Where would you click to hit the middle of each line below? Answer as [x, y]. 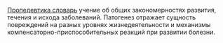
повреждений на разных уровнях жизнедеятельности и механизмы [109, 25]
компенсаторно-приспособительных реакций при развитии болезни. [111, 32]
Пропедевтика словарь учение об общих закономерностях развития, [112, 10]
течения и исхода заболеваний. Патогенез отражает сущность [102, 17]
